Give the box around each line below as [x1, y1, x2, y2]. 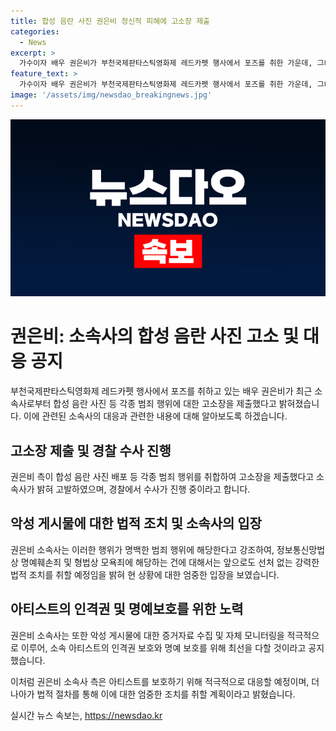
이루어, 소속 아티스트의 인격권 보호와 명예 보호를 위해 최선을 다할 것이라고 [20, 641, 307, 654]
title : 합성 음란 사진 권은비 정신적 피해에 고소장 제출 [10, 16, 211, 26]
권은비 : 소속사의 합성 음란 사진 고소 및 [10, 325, 300, 348]
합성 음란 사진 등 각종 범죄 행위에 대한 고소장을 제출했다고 [53, 398, 277, 410]
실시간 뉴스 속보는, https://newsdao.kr [10, 709, 163, 721]
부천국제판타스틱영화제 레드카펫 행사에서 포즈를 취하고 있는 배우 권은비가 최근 [10, 385, 313, 397]
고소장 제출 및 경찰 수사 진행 [10, 442, 172, 459]
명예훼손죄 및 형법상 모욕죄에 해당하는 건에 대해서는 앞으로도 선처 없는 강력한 [20, 556, 320, 568]
